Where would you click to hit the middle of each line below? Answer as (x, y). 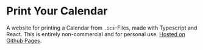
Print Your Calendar (57, 11)
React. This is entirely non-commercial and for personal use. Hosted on (96, 34)
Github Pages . (24, 40)
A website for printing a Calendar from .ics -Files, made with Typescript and (102, 28)
